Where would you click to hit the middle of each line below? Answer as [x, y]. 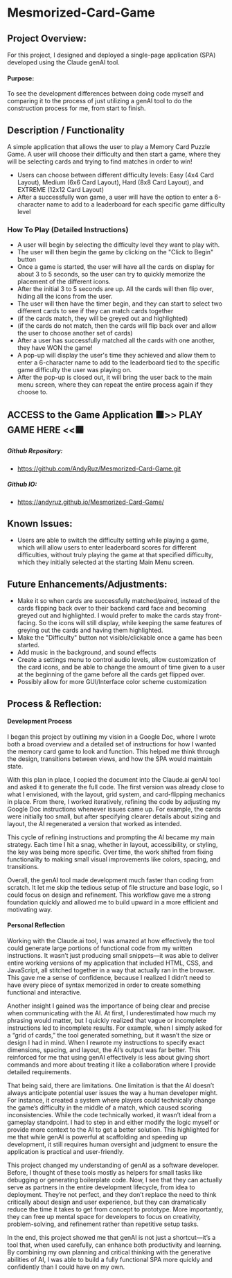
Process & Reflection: [55, 704]
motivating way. [30, 909]
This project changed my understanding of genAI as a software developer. [113, 1165]
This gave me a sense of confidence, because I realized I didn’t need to [109, 978]
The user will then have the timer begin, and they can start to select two [120, 304]
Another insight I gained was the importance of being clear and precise [108, 1006]
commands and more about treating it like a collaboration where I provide [111, 1065]
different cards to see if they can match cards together [95, 311]
